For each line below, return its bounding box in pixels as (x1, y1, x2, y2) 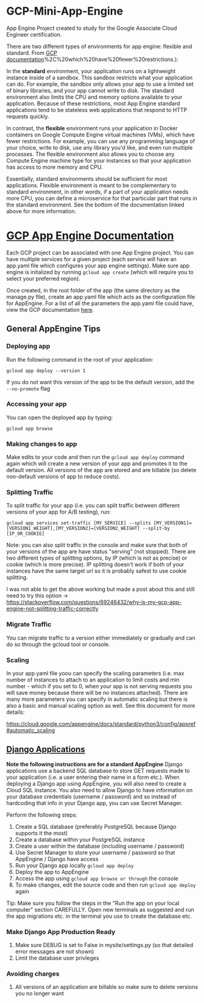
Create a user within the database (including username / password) (15, 842, 185, 850)
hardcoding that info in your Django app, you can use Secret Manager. (6, 799, 183, 806)
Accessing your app (6, 400, 67, 409)
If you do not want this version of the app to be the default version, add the (6, 378, 195, 385)
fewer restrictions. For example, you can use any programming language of (6, 137, 195, 144)
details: (6, 708, 25, 716)
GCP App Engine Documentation (6, 229, 174, 243)
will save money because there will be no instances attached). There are (6, 689, 188, 697)
